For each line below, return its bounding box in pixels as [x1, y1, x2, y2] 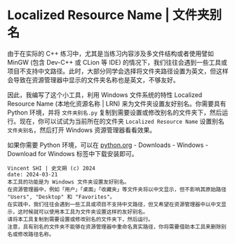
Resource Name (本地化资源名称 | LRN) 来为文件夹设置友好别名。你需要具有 [7, 99, 227, 108]
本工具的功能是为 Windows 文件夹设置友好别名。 [7, 178, 130, 186]
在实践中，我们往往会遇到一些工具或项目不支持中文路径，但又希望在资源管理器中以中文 [7, 200, 222, 208]
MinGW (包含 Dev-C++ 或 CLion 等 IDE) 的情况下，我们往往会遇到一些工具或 [7, 58, 228, 66]
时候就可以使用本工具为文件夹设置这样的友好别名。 [22, 208, 149, 215]
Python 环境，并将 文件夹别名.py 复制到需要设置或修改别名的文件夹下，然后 [7, 108, 222, 117]
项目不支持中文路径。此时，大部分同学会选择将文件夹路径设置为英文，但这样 [7, 67, 229, 75]
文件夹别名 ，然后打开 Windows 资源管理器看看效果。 [7, 125, 156, 134]
